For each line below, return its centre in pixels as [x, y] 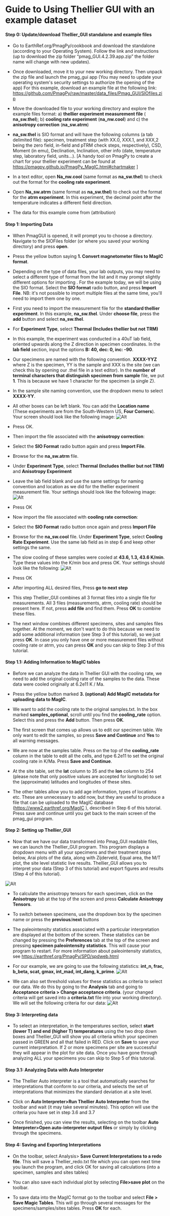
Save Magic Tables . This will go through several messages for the [81, 1203]
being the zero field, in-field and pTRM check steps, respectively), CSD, [87, 145]
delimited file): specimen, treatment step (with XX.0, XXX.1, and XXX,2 [86, 140]
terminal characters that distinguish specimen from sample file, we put [88, 375]
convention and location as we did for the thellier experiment [76, 486]
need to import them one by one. [47, 298]
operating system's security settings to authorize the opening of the [83, 83]
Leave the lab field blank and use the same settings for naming [78, 481]
